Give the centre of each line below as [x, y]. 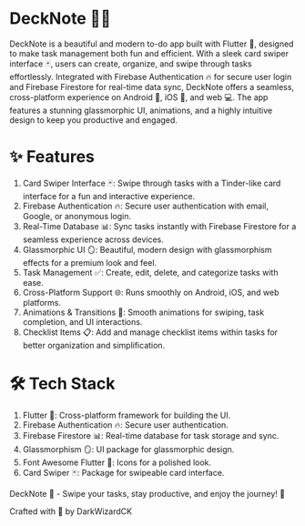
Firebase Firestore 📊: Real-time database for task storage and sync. [151, 435]
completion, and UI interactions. [82, 321]
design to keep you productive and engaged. [93, 120]
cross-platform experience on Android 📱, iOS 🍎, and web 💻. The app [139, 97]
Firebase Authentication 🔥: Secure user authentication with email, [146, 206]
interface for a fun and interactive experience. [109, 196]
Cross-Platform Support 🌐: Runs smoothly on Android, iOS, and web [151, 292]
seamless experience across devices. [93, 239]
